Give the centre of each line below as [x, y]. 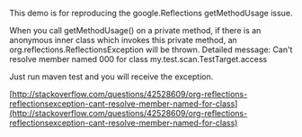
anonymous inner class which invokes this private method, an [124, 40]
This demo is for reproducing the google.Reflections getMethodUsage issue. [151, 13]
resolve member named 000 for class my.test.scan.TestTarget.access [138, 59]
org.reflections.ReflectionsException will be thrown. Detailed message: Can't [151, 50]
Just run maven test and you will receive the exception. [111, 77]
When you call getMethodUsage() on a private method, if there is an [135, 30]
